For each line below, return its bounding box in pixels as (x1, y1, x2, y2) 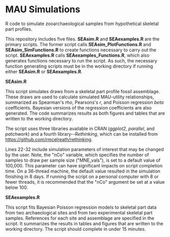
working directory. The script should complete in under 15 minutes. (5, 226, 147, 232)
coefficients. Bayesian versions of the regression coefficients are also (5, 104, 152, 111)
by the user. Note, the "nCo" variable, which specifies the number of (5, 152, 150, 158)
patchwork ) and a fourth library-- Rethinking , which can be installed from (5, 131, 158, 137)
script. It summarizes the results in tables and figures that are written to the (5, 220, 163, 226)
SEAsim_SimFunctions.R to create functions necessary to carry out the (5, 47, 157, 53)
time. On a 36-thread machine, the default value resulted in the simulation (5, 168, 161, 174)
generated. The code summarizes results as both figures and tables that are (5, 110, 165, 116)
